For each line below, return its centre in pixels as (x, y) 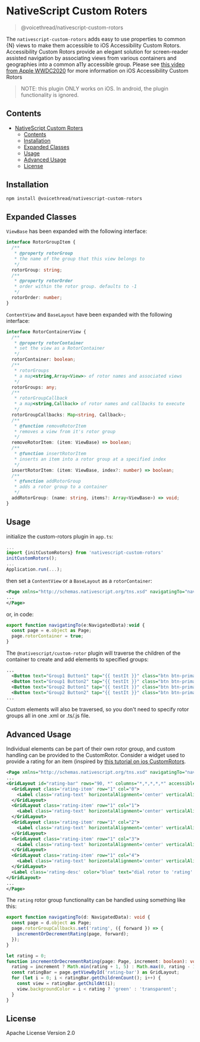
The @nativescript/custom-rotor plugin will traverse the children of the (93, 653)
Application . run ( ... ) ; (34, 570)
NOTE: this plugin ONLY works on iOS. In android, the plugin (94, 88)
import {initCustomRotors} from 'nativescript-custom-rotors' (85, 553)
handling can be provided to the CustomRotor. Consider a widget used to (96, 755)
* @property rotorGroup (43, 253)
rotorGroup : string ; (37, 270)
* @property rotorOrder (43, 281)
